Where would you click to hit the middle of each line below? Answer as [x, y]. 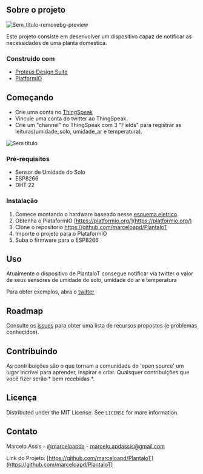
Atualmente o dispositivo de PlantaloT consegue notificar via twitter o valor [100, 273]
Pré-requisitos [28, 159]
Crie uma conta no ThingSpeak [54, 112]
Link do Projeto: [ [28, 458]
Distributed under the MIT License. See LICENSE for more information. [92, 412]
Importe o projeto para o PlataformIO [61, 233]
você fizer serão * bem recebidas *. [51, 379]
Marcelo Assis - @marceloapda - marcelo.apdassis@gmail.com [86, 446]
